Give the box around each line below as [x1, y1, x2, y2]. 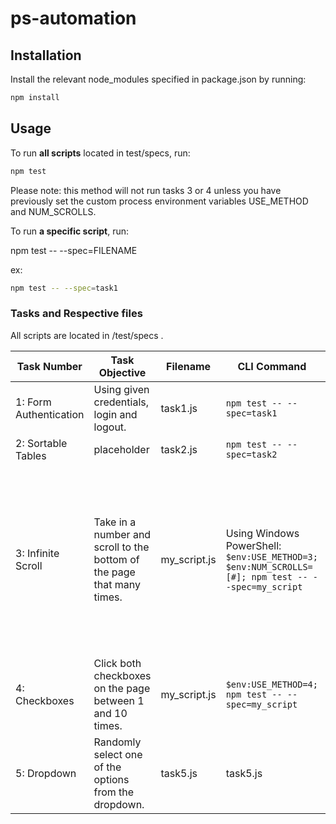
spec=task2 [225, 448, 278, 460]
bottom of [93, 552, 140, 566]
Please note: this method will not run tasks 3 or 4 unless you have [10, 184, 282, 196]
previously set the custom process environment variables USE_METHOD [10, 195, 309, 207]
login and [93, 407, 138, 421]
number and [93, 527, 152, 541]
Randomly [93, 735, 142, 749]
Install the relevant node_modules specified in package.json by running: [10, 73, 307, 85]
